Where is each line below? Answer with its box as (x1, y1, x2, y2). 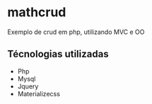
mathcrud (7, 4, 66, 21)
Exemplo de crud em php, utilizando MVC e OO (7, 28, 145, 36)
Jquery (17, 82, 39, 91)
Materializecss (17, 89, 60, 98)
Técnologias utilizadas (7, 48, 109, 60)
